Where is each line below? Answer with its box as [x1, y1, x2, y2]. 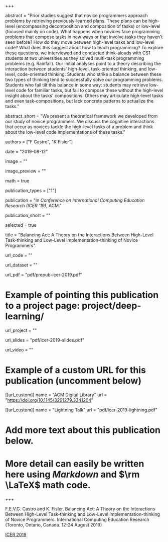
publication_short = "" [5, 212, 51, 218]
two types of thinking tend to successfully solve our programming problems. [5, 76, 163, 82]
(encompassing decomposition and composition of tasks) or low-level [16, 23, 160, 29]
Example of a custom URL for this [5, 365, 146, 376]
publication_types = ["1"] [5, 188, 57, 194]
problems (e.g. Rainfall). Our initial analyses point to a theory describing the [5, 61, 161, 66]
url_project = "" [5, 327, 37, 333]
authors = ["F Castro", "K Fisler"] [5, 139, 73, 145]
